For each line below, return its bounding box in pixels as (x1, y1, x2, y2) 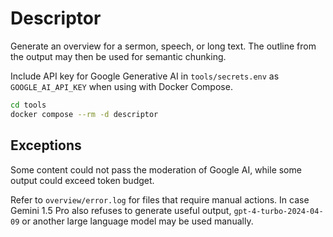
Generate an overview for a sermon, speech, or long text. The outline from (10, 40, 317, 52)
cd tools (10, 100, 47, 110)
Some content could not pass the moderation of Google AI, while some (10, 163, 302, 176)
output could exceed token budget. (10, 174, 155, 186)
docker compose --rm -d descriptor (10, 109, 159, 119)
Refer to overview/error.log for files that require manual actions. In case (10, 193, 310, 206)
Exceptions (10, 137, 82, 154)
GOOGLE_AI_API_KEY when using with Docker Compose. (10, 80, 233, 92)
